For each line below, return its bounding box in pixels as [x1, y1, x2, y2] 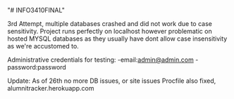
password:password [7, 63, 67, 71]
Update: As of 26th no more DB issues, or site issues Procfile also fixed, [7, 77, 216, 85]
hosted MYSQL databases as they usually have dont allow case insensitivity [7, 34, 228, 43]
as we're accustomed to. [7, 42, 79, 50]
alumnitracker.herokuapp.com [7, 84, 94, 92]
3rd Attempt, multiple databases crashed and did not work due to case [7, 20, 213, 27]
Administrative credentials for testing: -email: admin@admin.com [7, 55, 194, 64]
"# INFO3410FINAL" [7, 6, 65, 14]
